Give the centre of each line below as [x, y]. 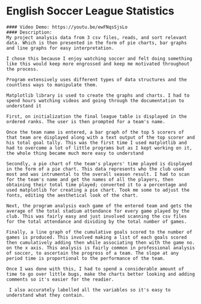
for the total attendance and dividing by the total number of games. [97, 221]
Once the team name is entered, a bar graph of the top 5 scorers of [95, 132]
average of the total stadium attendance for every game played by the [98, 211]
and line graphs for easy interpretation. [60, 48]
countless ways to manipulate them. [52, 85]
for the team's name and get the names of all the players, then [90, 179]
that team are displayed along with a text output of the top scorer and [101, 137]
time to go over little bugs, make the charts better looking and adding [101, 274]
